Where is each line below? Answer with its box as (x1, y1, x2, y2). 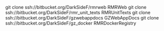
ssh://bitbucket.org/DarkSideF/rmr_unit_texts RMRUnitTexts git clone (5, 9, 151, 15)
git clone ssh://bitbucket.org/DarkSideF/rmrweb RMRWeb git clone (5, 4, 147, 10)
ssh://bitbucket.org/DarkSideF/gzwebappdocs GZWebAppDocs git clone (5, 15, 159, 20)
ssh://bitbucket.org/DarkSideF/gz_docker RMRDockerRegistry (5, 20, 137, 26)
